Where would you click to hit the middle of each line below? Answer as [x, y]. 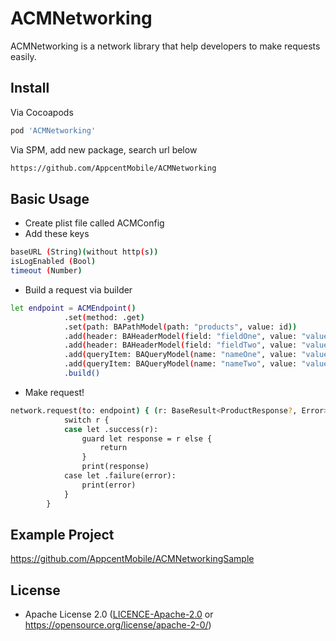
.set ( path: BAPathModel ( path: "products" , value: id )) [180, 327]
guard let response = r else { [147, 438]
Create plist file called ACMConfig [94, 223]
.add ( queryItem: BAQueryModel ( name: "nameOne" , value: [180, 355]
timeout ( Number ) [46, 271]
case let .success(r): [111, 429]
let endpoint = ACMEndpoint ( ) [73, 308]
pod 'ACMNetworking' [53, 130]
